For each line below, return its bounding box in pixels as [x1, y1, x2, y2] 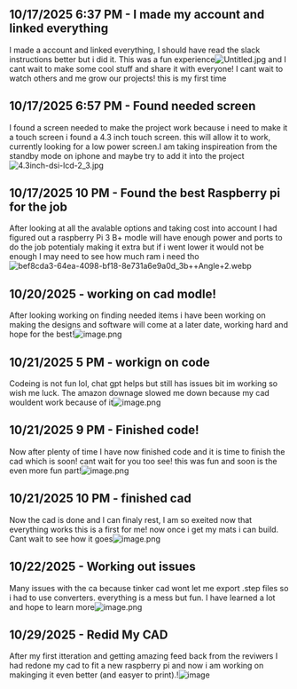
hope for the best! [9, 329, 75, 340]
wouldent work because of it [9, 397, 113, 408]
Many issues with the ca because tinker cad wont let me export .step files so [9, 582, 289, 593]
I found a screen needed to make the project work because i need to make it [9, 122, 288, 132]
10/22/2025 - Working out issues [9, 559, 197, 574]
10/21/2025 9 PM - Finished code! [9, 423, 199, 438]
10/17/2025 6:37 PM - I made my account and [9, 7, 265, 22]
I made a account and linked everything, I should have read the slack [9, 44, 261, 55]
